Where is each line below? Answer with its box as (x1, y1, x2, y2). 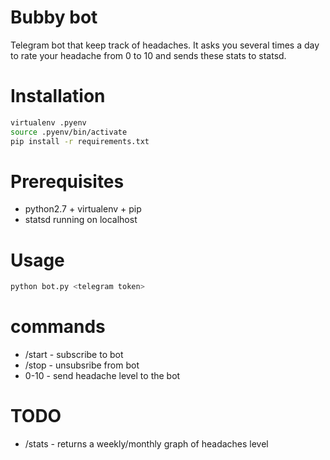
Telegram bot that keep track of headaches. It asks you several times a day (10, 39, 320, 51)
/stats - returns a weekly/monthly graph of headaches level (24, 438, 269, 450)
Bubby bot (10, 6, 98, 29)
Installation (10, 85, 106, 108)
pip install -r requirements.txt (10, 136, 150, 146)
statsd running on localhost (24, 214, 138, 226)
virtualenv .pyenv (10, 117, 87, 128)
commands (10, 316, 106, 338)
